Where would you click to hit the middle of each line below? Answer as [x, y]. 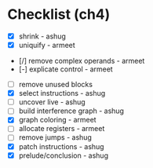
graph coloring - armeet [57, 120]
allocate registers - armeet [62, 129]
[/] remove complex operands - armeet [82, 61]
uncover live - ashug [52, 102]
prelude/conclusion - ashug [64, 155]
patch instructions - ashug [61, 146]
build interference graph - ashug [71, 111]
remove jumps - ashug [55, 137]
